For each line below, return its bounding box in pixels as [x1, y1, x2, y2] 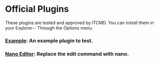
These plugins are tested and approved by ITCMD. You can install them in [5, 20, 154, 26]
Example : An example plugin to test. [5, 37, 94, 44]
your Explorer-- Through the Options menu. [5, 25, 94, 31]
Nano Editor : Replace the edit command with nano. [5, 50, 129, 57]
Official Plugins [5, 3, 69, 15]
